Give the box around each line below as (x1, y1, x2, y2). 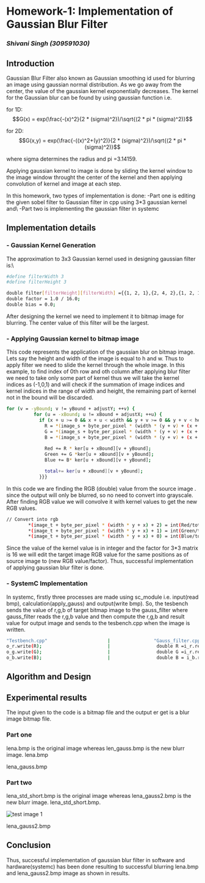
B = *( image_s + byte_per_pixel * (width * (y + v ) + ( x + (45, 434, 198, 441)
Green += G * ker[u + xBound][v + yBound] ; (45, 452, 154, 458)
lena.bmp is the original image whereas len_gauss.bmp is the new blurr (6, 745, 185, 752)
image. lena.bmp (6, 751, 49, 758)
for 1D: (6, 105, 23, 113)
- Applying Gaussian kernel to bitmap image (6, 334, 139, 343)
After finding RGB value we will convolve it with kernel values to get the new (6, 498, 198, 505)
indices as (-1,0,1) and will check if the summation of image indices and (6, 381, 185, 388)
